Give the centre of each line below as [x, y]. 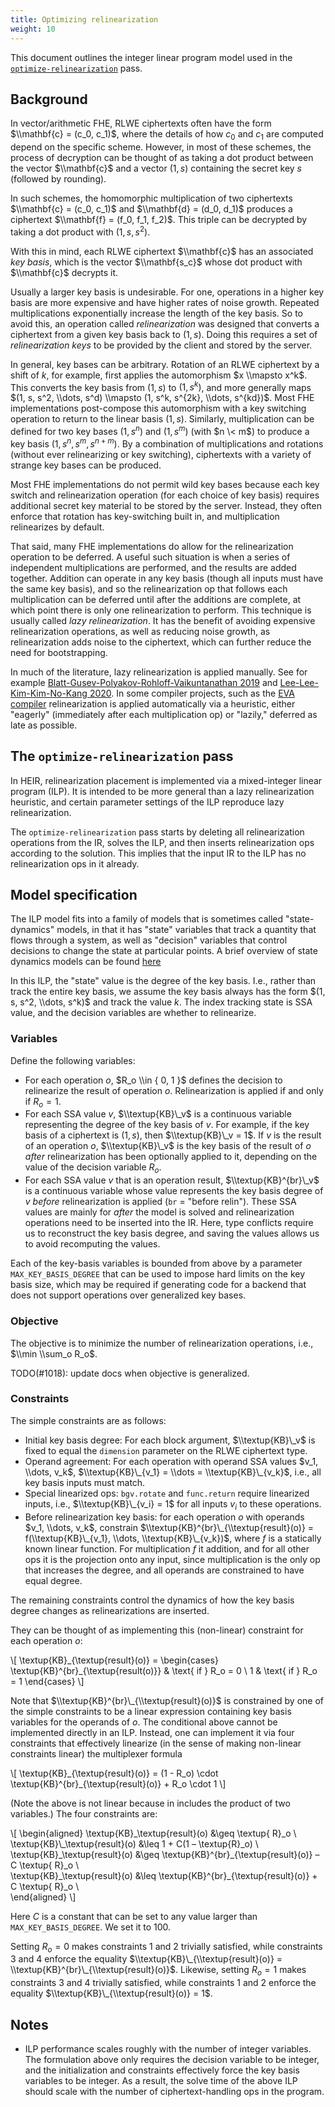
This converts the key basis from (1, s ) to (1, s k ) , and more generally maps [161, 386]
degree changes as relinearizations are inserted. [110, 1610]
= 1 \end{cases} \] [47, 1681]
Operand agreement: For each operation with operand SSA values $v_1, [171, 1461]
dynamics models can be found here [86, 962]
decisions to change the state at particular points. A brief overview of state [164, 951]
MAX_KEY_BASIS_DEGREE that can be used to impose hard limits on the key [158, 1274]
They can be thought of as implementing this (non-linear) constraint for [157, 1630]
